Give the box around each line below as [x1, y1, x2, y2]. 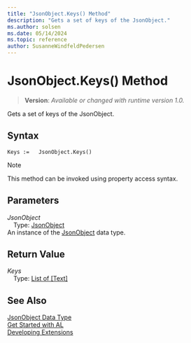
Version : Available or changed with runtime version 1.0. [24, 96, 185, 104]
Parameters [7, 195, 59, 206]
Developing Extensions [7, 328, 73, 337]
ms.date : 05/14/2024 [7, 29, 68, 37]
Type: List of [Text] [13, 274, 68, 283]
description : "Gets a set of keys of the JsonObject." [7, 17, 171, 24]
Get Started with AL [7, 321, 64, 329]
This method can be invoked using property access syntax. [7, 174, 178, 183]
